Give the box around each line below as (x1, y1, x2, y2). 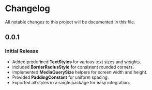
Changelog (5, 3, 50, 14)
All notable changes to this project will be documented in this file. (5, 19, 136, 25)
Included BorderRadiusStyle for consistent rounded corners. (12, 64, 134, 70)
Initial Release (5, 48, 39, 54)
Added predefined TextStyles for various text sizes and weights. (12, 59, 141, 65)
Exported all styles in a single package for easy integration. (12, 79, 130, 85)
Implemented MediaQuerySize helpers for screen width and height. (12, 69, 148, 75)
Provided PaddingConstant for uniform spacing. (12, 74, 109, 80)
